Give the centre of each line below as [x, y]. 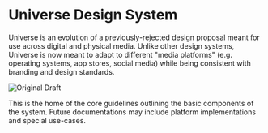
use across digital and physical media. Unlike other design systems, [121, 45]
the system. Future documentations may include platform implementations [132, 112]
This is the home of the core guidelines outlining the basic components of [131, 103]
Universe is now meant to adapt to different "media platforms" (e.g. [121, 54]
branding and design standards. [62, 71]
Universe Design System [93, 15]
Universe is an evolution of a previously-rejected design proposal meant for [134, 37]
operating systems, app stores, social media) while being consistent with [130, 63]
